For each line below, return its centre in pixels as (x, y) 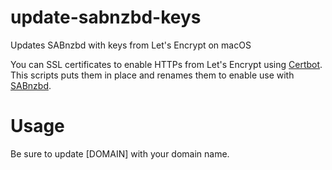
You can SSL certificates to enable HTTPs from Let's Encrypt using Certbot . (166, 64)
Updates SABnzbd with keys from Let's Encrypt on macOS (131, 45)
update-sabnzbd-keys (106, 17)
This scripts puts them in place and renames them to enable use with (152, 75)
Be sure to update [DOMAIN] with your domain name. (120, 153)
